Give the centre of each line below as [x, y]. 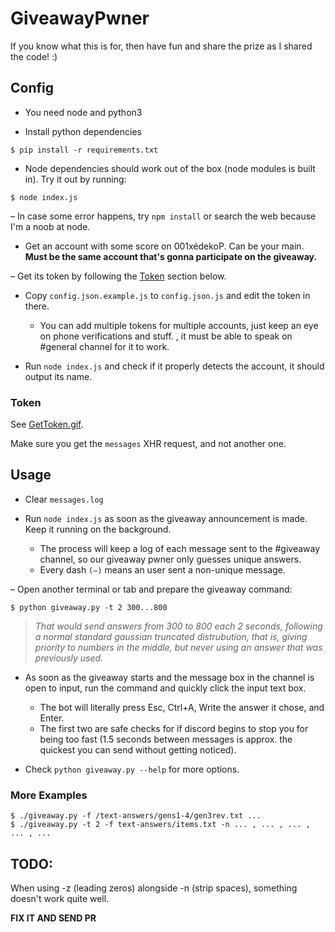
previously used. [69, 658]
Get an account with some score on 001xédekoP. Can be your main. [164, 246]
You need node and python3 [83, 112]
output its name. [58, 376]
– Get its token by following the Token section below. [118, 276]
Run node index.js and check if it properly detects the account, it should [174, 366]
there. [37, 306]
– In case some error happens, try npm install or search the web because [163, 216]
